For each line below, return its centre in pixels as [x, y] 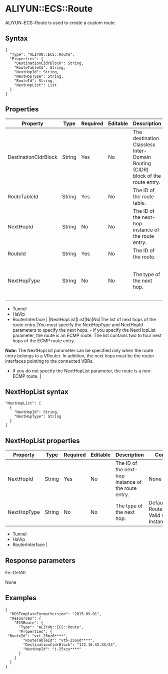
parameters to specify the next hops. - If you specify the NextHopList [84, 330]
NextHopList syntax [37, 392]
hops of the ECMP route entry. [44, 341]
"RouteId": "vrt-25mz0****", [38, 636]
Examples [21, 598]
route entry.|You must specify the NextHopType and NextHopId [78, 325]
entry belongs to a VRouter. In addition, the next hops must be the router [80, 356]
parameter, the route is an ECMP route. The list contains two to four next [87, 335]
